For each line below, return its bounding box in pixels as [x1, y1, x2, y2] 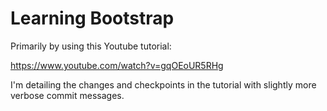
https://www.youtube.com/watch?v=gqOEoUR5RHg [10, 59, 224, 71]
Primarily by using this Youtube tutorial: [10, 40, 172, 52]
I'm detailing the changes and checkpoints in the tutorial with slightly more [10, 78, 317, 91]
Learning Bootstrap [10, 7, 175, 30]
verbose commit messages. [10, 89, 125, 101]
